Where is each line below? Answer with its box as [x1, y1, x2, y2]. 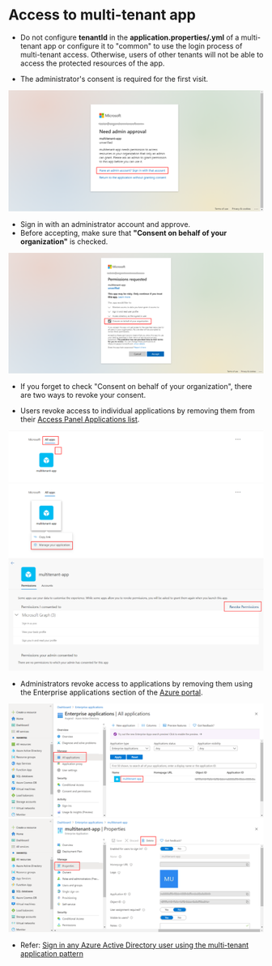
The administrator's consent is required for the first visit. [19, 74, 209, 83]
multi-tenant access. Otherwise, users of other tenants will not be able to [19, 49, 264, 59]
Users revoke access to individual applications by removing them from [19, 406, 255, 416]
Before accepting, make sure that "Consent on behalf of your [19, 228, 227, 237]
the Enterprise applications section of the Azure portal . [19, 687, 203, 698]
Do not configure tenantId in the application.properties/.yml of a [19, 32, 240, 42]
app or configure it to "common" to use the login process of [43, 41, 243, 50]
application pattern [19, 948, 83, 958]
